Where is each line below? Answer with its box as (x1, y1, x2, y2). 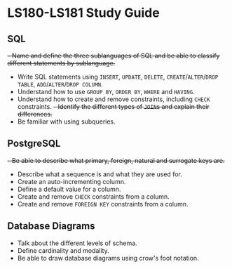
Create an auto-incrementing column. (17, 177, 126, 185)
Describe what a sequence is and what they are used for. (17, 170, 182, 178)
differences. (17, 110, 53, 118)
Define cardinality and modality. (17, 246, 110, 254)
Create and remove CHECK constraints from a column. (17, 192, 170, 201)
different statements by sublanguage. (7, 59, 116, 67)
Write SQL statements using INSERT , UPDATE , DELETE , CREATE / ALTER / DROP (17, 72, 219, 81)
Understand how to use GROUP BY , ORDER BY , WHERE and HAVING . (17, 88, 195, 96)
